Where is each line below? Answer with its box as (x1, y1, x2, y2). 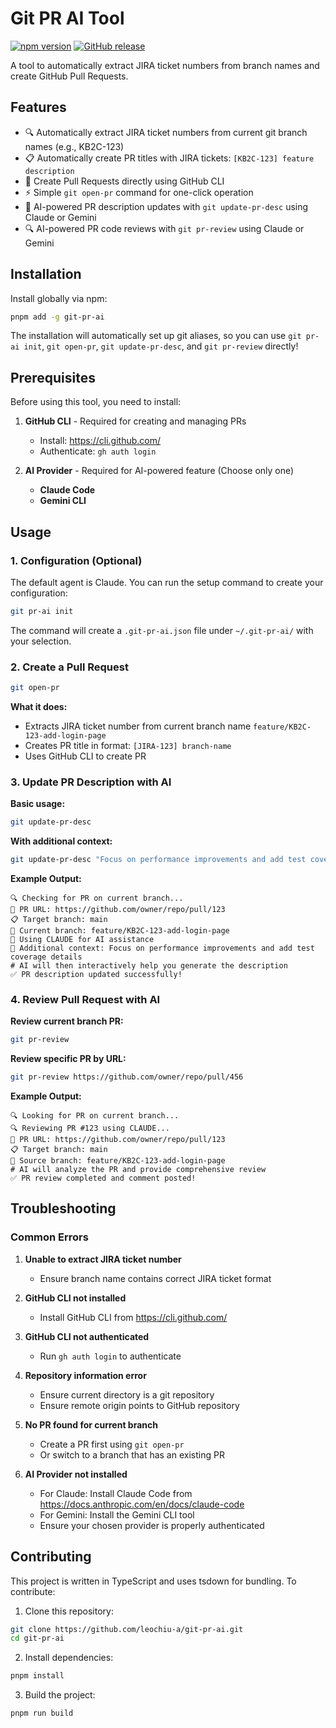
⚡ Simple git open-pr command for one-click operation (24, 186, 254, 198)
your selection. (10, 635, 72, 647)
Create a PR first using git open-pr (39, 1438, 185, 1450)
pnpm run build (10, 1708, 74, 1719)
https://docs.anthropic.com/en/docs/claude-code (39, 1498, 245, 1510)
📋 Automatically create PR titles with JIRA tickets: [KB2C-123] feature (24, 152, 315, 164)
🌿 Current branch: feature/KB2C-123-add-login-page (10, 926, 230, 936)
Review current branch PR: (10, 1015, 124, 1027)
